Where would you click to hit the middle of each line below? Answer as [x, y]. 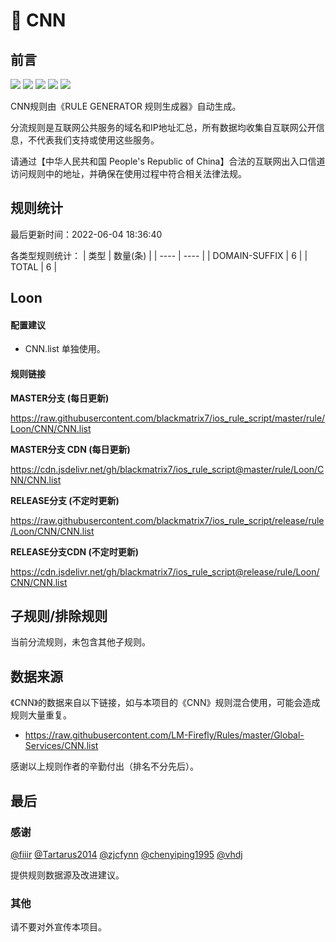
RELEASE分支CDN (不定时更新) [75, 551]
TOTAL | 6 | [34, 266]
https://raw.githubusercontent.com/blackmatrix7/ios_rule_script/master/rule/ [168, 418]
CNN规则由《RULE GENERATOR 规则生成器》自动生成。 [126, 106]
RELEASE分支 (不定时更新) [65, 500]
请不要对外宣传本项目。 [58, 927]
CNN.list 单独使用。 [65, 349]
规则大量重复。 [41, 715]
